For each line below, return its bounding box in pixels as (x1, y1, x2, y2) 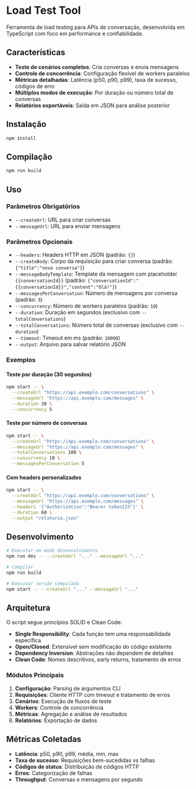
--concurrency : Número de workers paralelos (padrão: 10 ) (14, 302, 158, 310)
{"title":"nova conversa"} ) (14, 264, 85, 271)
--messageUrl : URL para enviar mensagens (14, 222, 121, 229)
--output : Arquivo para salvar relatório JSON (14, 341, 126, 348)
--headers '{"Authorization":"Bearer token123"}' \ (11, 504, 144, 510)
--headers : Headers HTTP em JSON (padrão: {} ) (14, 251, 136, 259)
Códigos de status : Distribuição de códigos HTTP (14, 763, 139, 770)
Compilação (6, 152, 53, 162)
